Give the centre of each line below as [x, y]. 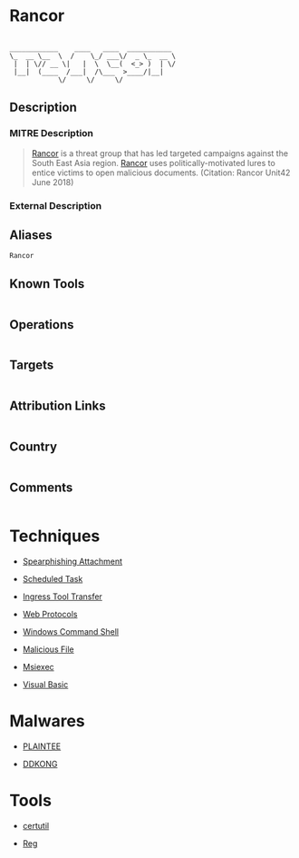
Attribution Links [58, 406]
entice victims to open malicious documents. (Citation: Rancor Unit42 [161, 173]
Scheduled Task [53, 579]
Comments [41, 487]
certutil [36, 826]
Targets [32, 365]
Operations [42, 325]
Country [33, 447]
